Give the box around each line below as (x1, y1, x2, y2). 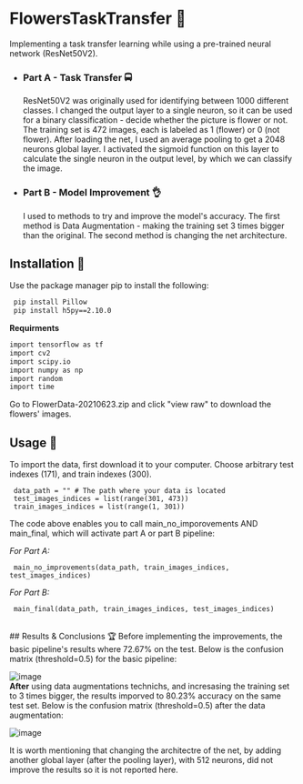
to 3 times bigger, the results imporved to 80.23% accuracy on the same (9, 690, 282, 701)
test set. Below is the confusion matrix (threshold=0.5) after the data (9, 700, 266, 711)
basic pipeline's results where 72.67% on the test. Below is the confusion (9, 644, 284, 655)
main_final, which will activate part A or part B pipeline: (9, 528, 216, 539)
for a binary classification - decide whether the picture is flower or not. (22, 115, 288, 126)
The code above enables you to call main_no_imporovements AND (9, 518, 258, 529)
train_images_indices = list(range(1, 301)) (13, 502, 185, 512)
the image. (22, 163, 64, 174)
